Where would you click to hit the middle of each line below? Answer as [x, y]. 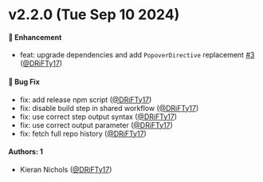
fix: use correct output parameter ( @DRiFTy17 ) [96, 125]
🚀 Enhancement [35, 37]
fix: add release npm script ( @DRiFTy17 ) [86, 99]
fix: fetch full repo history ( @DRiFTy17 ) [83, 133]
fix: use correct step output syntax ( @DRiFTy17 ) [98, 117]
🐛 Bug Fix [24, 81]
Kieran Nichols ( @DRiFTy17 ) [66, 169]
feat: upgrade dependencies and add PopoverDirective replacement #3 [137, 55]
